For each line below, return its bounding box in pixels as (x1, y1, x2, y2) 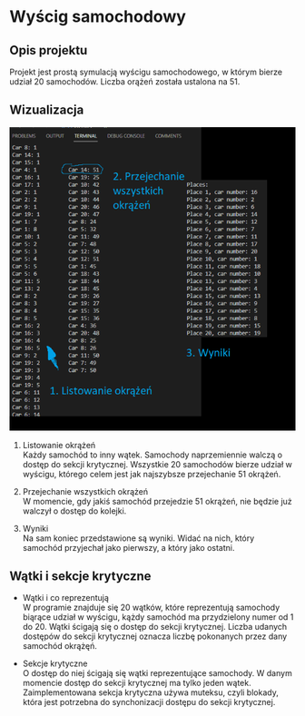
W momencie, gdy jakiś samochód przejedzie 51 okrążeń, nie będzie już (22, 495, 292, 506)
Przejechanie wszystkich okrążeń (22, 486, 149, 496)
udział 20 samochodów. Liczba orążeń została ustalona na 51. (9, 76, 241, 87)
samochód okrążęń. (22, 641, 98, 652)
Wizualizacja (9, 103, 84, 118)
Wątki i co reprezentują (22, 593, 109, 603)
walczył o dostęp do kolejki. (22, 505, 127, 516)
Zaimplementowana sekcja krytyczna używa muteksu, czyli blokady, (22, 687, 279, 698)
